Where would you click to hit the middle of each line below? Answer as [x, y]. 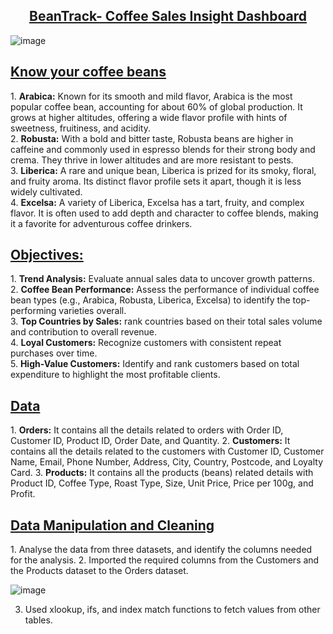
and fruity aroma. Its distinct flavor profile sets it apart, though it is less [156, 181]
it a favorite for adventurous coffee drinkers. [101, 223]
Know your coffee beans [88, 72]
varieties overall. [92, 311]
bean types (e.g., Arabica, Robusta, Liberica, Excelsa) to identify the [150, 300]
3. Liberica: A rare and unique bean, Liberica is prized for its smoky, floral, [163, 170]
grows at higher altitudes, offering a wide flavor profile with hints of [149, 117]
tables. [38, 620]
